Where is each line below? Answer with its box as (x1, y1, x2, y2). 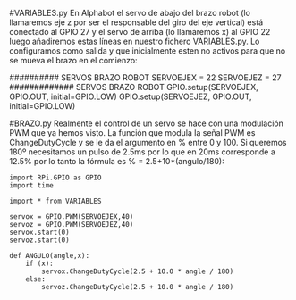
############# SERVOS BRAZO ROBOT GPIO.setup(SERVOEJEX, (9, 82, 258, 92)
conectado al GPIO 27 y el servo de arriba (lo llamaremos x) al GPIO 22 (9, 27, 271, 37)
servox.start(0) (9, 228, 70, 237)
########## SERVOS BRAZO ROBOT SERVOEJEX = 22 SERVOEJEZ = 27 (9, 72, 282, 83)
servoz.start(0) (9, 236, 70, 245)
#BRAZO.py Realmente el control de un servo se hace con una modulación (9, 118, 283, 129)
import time (9, 181, 54, 190)
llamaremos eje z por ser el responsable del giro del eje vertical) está (9, 17, 264, 28)
